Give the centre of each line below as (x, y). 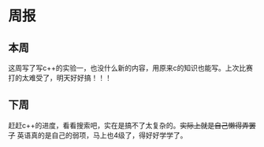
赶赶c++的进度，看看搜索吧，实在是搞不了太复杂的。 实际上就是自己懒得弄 (129, 125)
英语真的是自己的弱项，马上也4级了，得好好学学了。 (102, 135)
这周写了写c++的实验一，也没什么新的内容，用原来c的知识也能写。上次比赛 (131, 68)
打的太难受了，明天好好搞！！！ (60, 78)
